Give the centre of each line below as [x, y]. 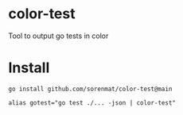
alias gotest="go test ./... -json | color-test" [92, 103]
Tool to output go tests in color [58, 36]
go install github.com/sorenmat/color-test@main [90, 89]
